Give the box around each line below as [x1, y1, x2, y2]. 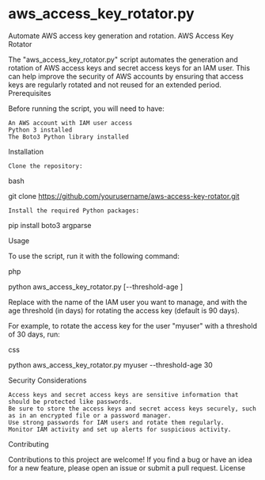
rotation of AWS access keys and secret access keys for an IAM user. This [8, 63, 251, 72]
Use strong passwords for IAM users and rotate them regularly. [8, 418, 225, 426]
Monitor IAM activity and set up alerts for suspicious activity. [8, 425, 232, 433]
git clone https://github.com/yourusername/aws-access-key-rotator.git [8, 191, 240, 200]
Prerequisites [8, 88, 51, 97]
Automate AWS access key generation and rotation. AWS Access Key [8, 31, 234, 40]
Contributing [8, 439, 49, 448]
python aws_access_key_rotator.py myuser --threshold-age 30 [8, 360, 214, 369]
